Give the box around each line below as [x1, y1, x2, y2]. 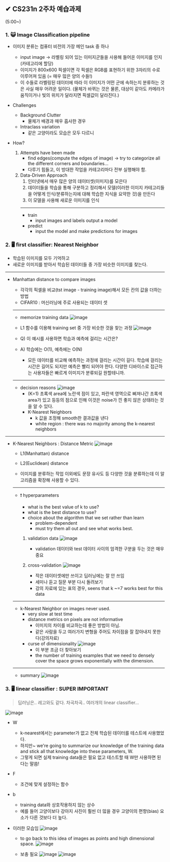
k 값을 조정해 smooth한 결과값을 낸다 [35, 415, 109, 421]
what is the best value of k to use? [27, 504, 100, 510]
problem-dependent [35, 520, 77, 526]
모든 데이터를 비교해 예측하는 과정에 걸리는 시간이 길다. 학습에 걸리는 [27, 357, 163, 363]
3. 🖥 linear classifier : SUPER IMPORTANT [5, 685, 109, 692]
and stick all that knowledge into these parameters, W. [20, 748, 134, 754]
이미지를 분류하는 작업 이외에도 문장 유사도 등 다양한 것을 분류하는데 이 [20, 471, 159, 477]
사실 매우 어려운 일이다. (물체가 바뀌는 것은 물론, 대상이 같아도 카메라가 [25, 86, 165, 92]
